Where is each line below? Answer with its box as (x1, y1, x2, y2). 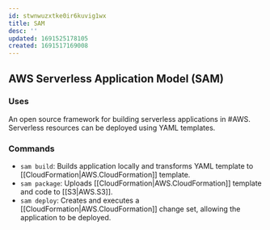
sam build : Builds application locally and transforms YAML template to (19, 161, 254, 171)
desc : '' (8, 27, 38, 35)
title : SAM (8, 19, 45, 27)
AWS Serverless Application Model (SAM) (8, 72, 224, 86)
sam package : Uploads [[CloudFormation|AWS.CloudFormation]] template (19, 178, 263, 188)
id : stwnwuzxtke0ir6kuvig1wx (8, 11, 107, 20)
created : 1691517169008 (8, 42, 89, 50)
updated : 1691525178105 (8, 34, 89, 43)
